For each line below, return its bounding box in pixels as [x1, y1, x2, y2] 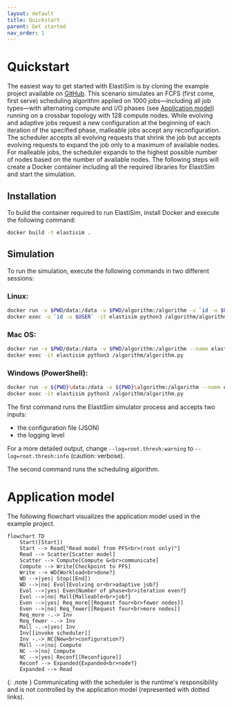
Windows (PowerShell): [7, 368, 88, 377]
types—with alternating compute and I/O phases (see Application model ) [7, 104, 215, 113]
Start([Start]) [19, 538, 64, 546]
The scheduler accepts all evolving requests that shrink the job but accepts [7, 133, 222, 142]
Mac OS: [7, 330, 37, 339]
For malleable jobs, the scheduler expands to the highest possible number [7, 148, 218, 156]
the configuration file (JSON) [17, 423, 100, 432]
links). [7, 692, 25, 701]
